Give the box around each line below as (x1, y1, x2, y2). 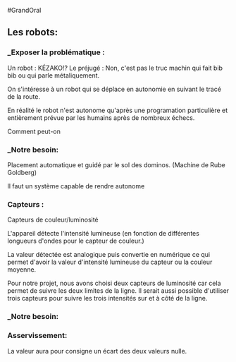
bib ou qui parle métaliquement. (7, 71, 100, 80)
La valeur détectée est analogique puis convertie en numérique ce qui (7, 251, 211, 259)
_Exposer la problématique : (7, 47, 105, 57)
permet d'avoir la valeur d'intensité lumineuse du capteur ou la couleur (7, 258, 213, 267)
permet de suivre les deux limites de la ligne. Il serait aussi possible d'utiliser (7, 286, 230, 295)
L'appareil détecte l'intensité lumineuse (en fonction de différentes (7, 229, 199, 238)
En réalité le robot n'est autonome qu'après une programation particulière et (7, 106, 228, 114)
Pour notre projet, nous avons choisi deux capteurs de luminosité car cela (7, 279, 221, 288)
